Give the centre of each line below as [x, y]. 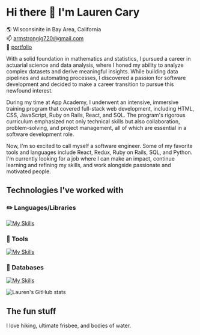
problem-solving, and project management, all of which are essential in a [96, 128]
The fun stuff [31, 311]
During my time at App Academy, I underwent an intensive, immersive [92, 102]
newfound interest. [29, 90]
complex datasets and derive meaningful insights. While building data [92, 71]
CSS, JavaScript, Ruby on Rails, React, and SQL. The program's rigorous [96, 115]
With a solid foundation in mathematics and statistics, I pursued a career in [98, 58]
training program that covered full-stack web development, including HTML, [100, 108]
